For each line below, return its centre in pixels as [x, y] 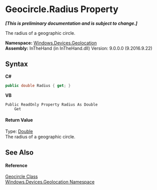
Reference [16, 165]
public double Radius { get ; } [38, 85]
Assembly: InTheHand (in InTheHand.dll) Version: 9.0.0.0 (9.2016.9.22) [79, 48]
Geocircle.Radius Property [62, 9]
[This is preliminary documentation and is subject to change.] [71, 23]
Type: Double [19, 131]
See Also [19, 153]
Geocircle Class [22, 177]
